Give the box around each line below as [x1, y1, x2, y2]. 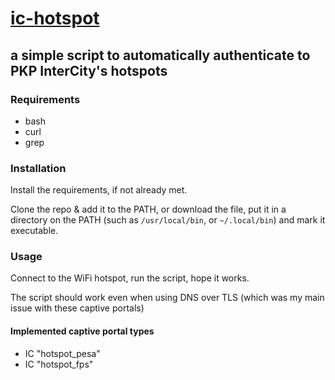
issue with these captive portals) [10, 302, 145, 314]
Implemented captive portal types [10, 325, 155, 337]
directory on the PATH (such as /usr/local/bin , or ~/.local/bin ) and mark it [10, 214, 326, 226]
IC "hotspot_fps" [24, 358, 94, 370]
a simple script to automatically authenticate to [10, 47, 311, 64]
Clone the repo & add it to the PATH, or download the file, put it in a [10, 203, 287, 216]
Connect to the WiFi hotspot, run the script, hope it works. [10, 272, 250, 284]
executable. [10, 225, 59, 237]
